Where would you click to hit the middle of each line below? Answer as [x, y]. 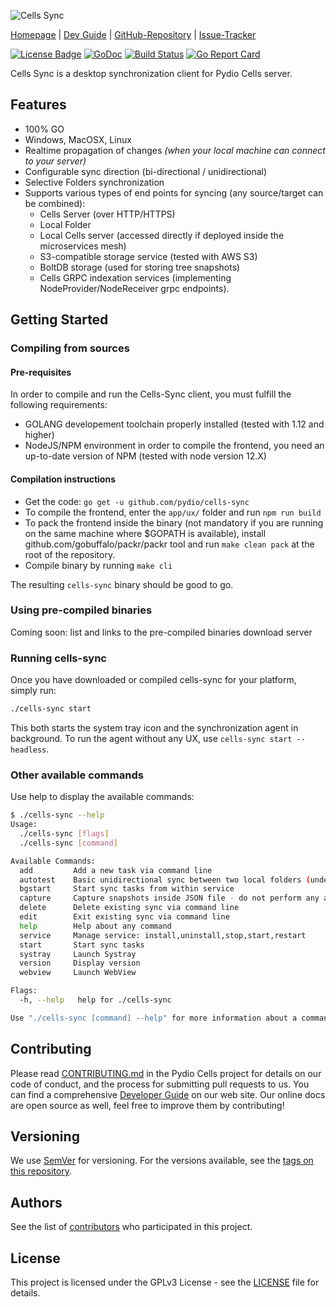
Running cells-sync [59, 658]
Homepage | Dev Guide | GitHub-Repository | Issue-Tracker [133, 34]
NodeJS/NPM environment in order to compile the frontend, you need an [174, 446]
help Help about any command [95, 926]
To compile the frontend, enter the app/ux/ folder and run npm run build [173, 512]
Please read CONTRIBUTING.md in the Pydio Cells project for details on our [166, 1073]
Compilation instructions [63, 479]
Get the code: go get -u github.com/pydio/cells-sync [137, 501]
